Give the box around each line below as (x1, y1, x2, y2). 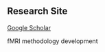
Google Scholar (7, 23, 51, 31)
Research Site (7, 5, 68, 17)
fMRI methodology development (7, 37, 98, 45)
